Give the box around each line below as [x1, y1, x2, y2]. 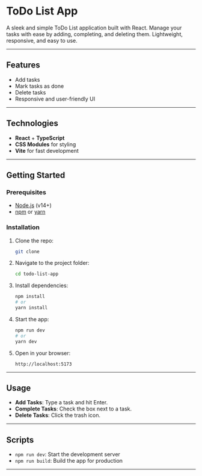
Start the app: [14, 315, 49, 323]
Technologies [6, 119, 59, 129]
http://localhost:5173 [14, 361, 72, 367]
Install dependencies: [14, 282, 69, 289]
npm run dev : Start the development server [14, 451, 120, 458]
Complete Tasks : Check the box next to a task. [14, 405, 132, 413]
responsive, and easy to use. [6, 37, 78, 44]
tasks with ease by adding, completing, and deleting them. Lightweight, [6, 30, 183, 37]
